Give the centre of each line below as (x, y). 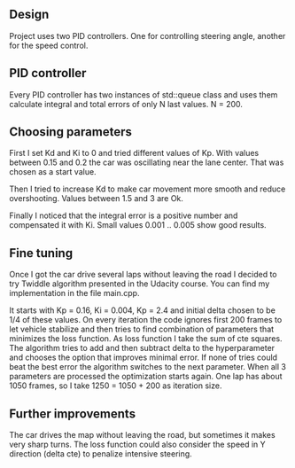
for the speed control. (49, 45)
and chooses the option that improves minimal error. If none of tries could (143, 357)
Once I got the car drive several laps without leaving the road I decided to (143, 275)
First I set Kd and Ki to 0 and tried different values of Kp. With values (134, 153)
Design (29, 15)
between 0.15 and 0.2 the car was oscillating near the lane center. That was (147, 162)
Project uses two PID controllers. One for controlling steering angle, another (147, 35)
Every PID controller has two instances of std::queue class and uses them (144, 94)
